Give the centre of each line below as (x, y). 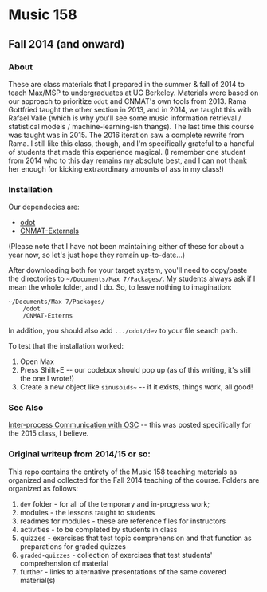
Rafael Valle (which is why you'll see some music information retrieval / (125, 118)
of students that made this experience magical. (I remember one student (127, 152)
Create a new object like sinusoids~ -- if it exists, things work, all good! (136, 387)
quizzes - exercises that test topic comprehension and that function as (136, 538)
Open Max (37, 361)
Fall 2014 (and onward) (67, 44)
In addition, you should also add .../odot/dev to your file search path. (123, 331)
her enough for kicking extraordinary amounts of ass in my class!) (116, 168)
